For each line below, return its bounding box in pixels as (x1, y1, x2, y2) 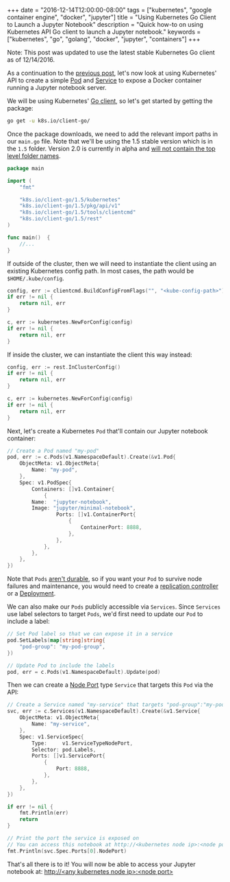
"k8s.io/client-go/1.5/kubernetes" (19, 196, 121, 203)
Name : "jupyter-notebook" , (31, 498, 112, 506)
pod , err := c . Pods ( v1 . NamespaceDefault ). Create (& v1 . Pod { (7, 453, 176, 461)
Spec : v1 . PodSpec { (19, 479, 72, 486)
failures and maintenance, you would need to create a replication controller (7, 582, 219, 590)
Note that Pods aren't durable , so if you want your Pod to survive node (7, 575, 203, 583)
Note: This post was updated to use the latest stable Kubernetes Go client (7, 48, 216, 56)
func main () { (7, 234, 51, 241)
